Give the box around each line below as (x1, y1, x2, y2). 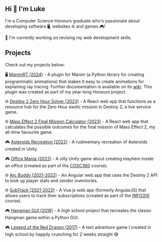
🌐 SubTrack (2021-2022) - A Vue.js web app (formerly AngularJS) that (5, 187, 146, 193)
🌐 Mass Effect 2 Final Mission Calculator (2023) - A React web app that (5, 118, 148, 124)
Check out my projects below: (5, 61, 65, 67)
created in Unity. (5, 146, 38, 152)
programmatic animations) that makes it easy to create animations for (5, 79, 144, 84)
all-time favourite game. (5, 129, 53, 135)
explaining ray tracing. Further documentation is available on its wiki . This (5, 83, 152, 89)
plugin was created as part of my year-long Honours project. (5, 89, 126, 95)
